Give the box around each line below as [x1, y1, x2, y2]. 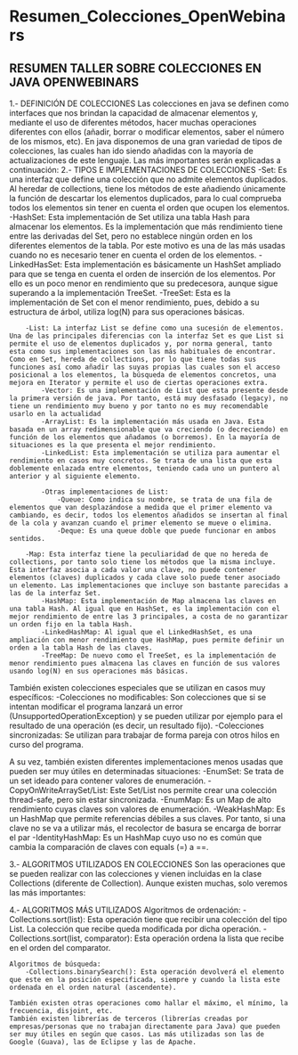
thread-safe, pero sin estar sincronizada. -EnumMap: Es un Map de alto [9, 795, 271, 805]
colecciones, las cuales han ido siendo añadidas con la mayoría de [9, 145, 254, 156]
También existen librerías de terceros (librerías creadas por [9, 1014, 249, 1023]
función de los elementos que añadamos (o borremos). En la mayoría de [9, 433, 280, 442]
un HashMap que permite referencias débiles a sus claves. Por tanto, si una [9, 814, 286, 823]
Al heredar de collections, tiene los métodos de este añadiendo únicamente [9, 184, 286, 193]
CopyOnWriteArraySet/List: [9, 785, 109, 795]
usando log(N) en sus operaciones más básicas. [9, 667, 189, 675]
